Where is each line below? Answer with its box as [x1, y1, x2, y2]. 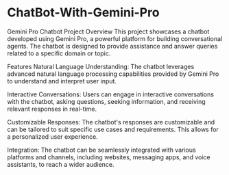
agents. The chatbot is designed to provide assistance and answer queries [7, 42, 218, 50]
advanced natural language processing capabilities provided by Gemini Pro [7, 70, 219, 78]
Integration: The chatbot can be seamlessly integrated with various [7, 146, 197, 154]
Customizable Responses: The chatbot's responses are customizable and [7, 118, 215, 126]
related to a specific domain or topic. [7, 49, 111, 57]
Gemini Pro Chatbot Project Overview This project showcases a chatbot [7, 27, 210, 36]
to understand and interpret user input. [7, 77, 117, 85]
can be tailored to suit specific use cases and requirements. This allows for [7, 125, 219, 133]
